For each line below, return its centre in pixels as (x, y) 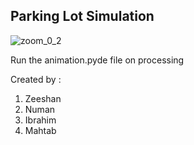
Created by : (36, 79)
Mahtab (40, 130)
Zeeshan (43, 98)
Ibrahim (40, 120)
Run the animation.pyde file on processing (97, 60)
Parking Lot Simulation (82, 16)
